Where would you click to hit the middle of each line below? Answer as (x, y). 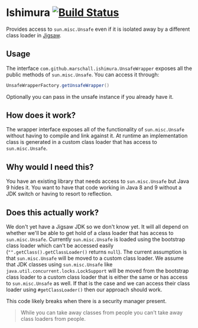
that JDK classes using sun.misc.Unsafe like (59, 265)
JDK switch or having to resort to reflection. (59, 194)
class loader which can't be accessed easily (60, 246)
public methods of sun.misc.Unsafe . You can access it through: (83, 75)
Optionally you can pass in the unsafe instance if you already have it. (90, 97)
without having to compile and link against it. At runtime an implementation (97, 136)
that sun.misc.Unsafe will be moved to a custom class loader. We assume (95, 258)
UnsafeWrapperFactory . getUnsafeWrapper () (58, 85)
